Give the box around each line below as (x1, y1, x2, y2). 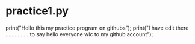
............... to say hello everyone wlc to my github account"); (5, 30, 153, 37)
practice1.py (5, 4, 69, 18)
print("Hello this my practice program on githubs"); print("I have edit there (5, 24, 189, 31)
